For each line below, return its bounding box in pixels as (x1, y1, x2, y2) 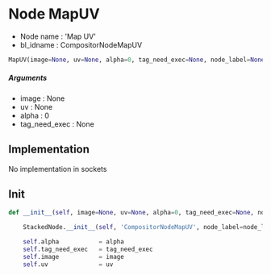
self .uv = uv (23, 260, 114, 269)
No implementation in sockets (8, 164, 107, 173)
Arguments (8, 73, 48, 83)
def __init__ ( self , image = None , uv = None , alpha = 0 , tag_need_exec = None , (8, 209, 254, 217)
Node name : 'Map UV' (19, 31, 97, 41)
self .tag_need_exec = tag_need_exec (23, 245, 153, 254)
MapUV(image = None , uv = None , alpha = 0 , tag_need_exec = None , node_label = (8, 56, 251, 64)
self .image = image (23, 252, 125, 260)
